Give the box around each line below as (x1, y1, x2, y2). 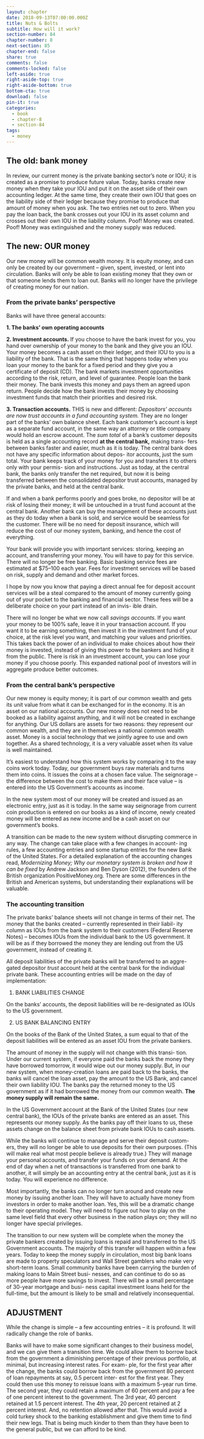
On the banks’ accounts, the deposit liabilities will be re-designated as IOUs (6, 1001, 195, 1008)
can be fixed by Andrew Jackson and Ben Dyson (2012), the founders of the (6, 865, 197, 873)
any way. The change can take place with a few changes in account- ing (6, 840, 188, 847)
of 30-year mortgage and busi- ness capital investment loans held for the (6, 1283, 190, 1291)
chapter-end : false (6, 49, 56, 55)
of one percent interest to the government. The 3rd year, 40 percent (6, 1393, 177, 1401)
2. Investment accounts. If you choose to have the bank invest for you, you (6, 335, 196, 343)
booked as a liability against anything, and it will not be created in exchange (6, 714, 195, 721)
